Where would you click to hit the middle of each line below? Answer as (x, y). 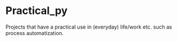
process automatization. (35, 33)
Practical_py (37, 11)
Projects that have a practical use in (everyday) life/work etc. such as (89, 27)
